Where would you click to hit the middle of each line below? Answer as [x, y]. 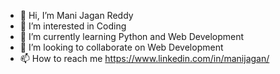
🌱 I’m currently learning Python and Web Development [132, 36]
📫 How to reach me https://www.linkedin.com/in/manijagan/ [144, 58]
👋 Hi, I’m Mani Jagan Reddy [76, 15]
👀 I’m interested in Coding [73, 26]
